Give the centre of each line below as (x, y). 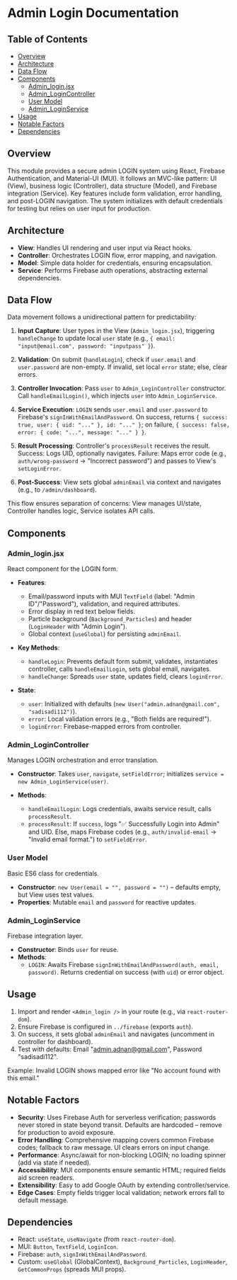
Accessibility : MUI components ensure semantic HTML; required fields (122, 1169)
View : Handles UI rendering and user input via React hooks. (105, 248)
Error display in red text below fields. (82, 611)
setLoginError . (39, 468)
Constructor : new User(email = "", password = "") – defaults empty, (119, 887)
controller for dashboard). (55, 1041)
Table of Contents (48, 39)
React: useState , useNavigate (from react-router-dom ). (97, 1239)
